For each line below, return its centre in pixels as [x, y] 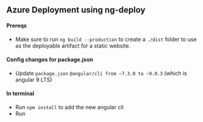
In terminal [20, 93]
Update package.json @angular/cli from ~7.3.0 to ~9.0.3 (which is [101, 73]
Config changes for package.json [50, 60]
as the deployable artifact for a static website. [73, 46]
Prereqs [17, 25]
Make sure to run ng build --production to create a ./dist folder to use [106, 39]
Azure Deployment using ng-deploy [76, 10]
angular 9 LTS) [34, 79]
